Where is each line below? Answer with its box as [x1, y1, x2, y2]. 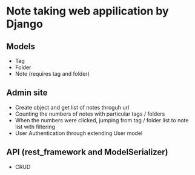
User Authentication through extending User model [15, 129, 143, 137]
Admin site [6, 88, 48, 98]
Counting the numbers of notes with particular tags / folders [15, 110, 165, 117]
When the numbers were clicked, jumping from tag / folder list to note [15, 116, 189, 124]
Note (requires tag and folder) [15, 70, 90, 77]
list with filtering [15, 123, 56, 130]
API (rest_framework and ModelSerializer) [6, 147, 168, 157]
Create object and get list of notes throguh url [15, 104, 130, 111]
